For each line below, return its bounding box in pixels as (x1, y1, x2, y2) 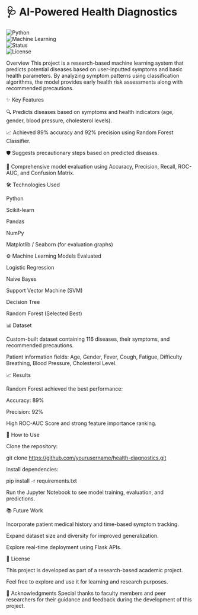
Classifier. (6, 137, 31, 144)
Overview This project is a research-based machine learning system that (6, 59, 184, 66)
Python (6, 195, 24, 202)
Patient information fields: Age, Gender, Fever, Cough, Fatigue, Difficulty (6, 353, 183, 360)
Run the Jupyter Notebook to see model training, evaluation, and (6, 489, 164, 496)
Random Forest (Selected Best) (6, 310, 82, 317)
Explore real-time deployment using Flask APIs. (6, 543, 122, 550)
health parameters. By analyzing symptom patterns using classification (6, 72, 180, 79)
